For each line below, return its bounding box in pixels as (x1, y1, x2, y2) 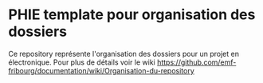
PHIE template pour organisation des (8, 6, 256, 24)
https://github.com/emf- (156, 57, 237, 67)
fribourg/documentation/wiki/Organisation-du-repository (8, 65, 195, 75)
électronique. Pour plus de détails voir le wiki (8, 57, 155, 67)
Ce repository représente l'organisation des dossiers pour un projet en (8, 49, 239, 58)
